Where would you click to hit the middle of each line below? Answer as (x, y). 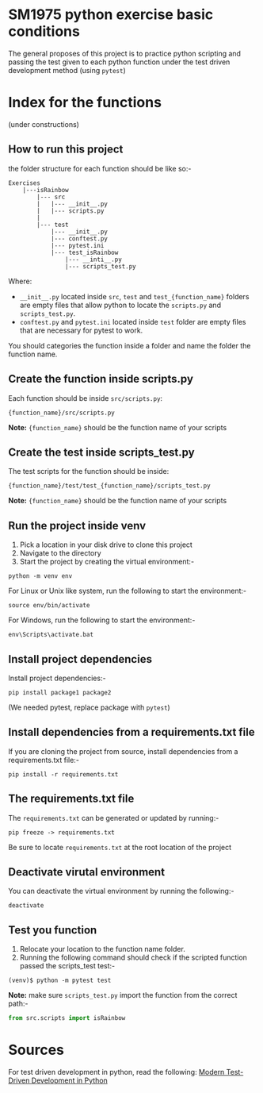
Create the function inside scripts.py (101, 379)
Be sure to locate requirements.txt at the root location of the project (120, 847)
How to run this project (66, 150)
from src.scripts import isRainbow (67, 1018)
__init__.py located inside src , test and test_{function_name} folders (134, 296)
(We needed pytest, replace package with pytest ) (89, 707)
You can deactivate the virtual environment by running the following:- (121, 891)
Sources (36, 1050)
